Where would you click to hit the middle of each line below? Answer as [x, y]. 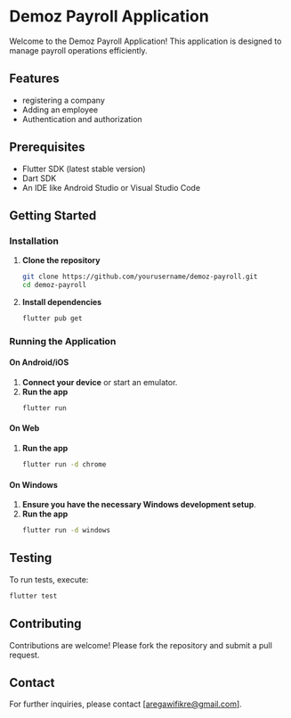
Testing [31, 558]
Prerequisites [47, 148]
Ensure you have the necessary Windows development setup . [139, 505]
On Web [24, 428]
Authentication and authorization [82, 119]
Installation [34, 241]
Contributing [45, 624]
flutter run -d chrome [64, 465]
